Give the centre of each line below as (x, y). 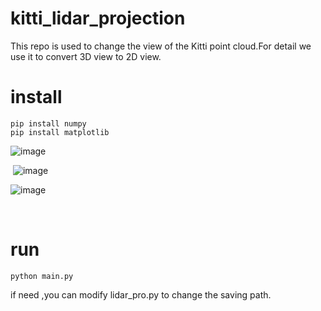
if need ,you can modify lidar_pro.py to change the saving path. (141, 294)
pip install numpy (48, 123)
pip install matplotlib (60, 132)
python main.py (42, 276)
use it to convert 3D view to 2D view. (86, 56)
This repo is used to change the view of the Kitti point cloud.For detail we (161, 46)
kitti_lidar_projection (98, 18)
